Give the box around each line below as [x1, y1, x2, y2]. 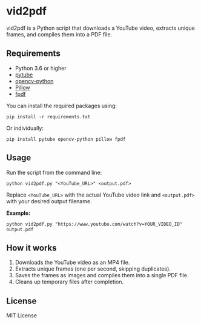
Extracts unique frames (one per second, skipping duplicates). [15, 265, 171, 272]
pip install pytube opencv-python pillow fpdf [6, 136, 126, 142]
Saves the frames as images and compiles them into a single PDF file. [15, 272, 189, 279]
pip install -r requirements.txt [6, 113, 91, 120]
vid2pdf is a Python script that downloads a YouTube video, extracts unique [6, 24, 195, 32]
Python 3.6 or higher [15, 64, 67, 72]
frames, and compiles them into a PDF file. [6, 30, 113, 38]
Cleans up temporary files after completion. [15, 278, 124, 286]
